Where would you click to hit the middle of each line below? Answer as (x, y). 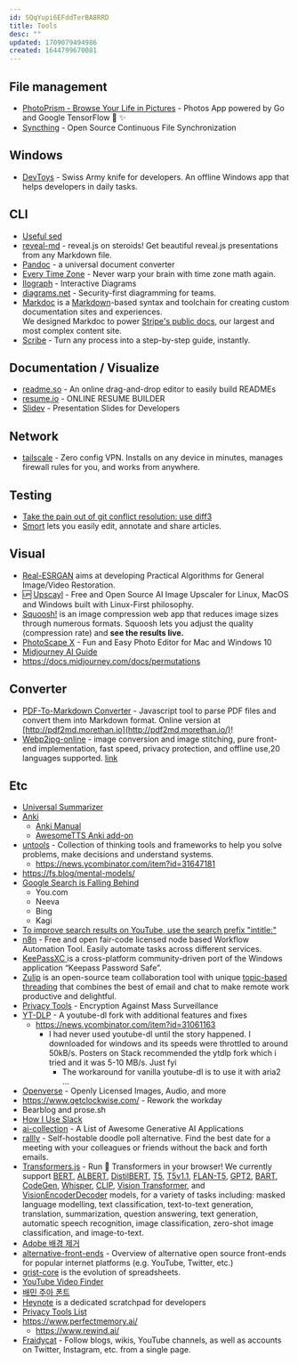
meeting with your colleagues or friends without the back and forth (145, 1148)
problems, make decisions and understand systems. (117, 855)
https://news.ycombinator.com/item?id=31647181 (125, 864)
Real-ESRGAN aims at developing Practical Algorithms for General (143, 575)
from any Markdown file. (67, 255)
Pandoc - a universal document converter (98, 264)
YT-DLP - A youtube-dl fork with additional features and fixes (134, 1015)
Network (34, 436)
